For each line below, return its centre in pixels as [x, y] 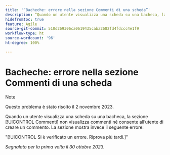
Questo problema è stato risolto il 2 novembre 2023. [59, 107]
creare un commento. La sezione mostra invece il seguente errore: [75, 127]
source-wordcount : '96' [30, 38]
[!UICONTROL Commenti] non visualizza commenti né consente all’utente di [84, 122]
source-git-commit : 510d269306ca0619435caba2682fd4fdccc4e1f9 [72, 29]
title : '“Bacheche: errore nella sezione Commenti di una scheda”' [78, 10]
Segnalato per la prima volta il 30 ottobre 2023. [55, 146]
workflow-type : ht [25, 33]
